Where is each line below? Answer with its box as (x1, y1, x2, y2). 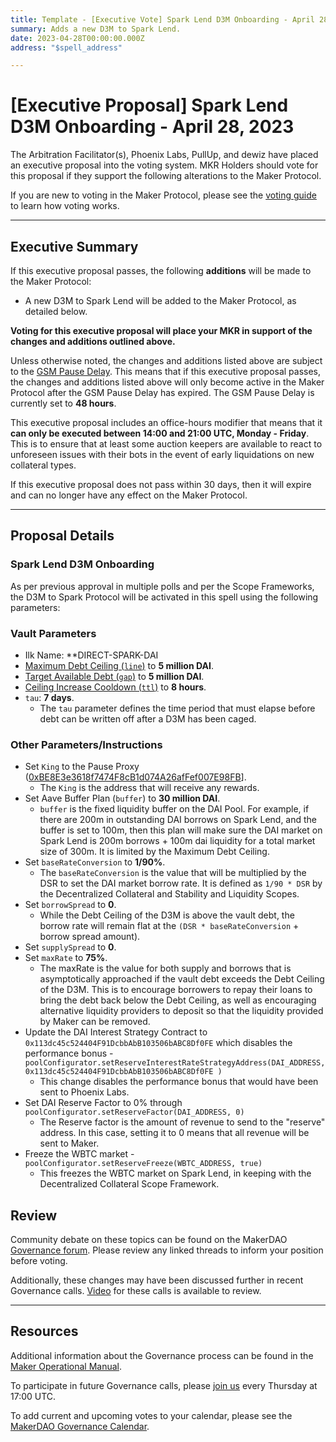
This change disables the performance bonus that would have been (39, 1076, 319, 1088)
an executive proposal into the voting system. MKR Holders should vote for (10, 159, 319, 171)
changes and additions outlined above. (10, 336, 176, 347)
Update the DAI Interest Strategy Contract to (24, 1026, 208, 1038)
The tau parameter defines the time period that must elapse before (39, 702, 316, 714)
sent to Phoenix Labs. (39, 1086, 130, 1098)
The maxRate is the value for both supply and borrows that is (39, 962, 292, 975)
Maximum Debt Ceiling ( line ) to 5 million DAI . (24, 659, 214, 671)
